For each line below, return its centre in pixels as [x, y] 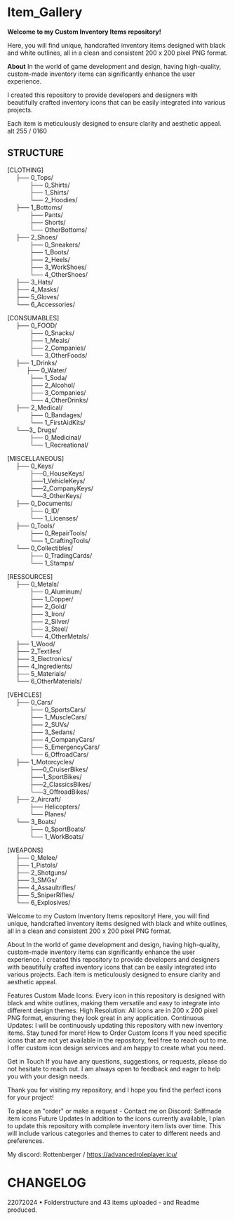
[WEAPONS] [25, 850]
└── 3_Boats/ [36, 821]
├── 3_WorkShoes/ [58, 267]
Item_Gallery [45, 12]
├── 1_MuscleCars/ [59, 717]
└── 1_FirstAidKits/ [58, 422]
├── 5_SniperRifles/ [45, 895]
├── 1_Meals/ [50, 340]
